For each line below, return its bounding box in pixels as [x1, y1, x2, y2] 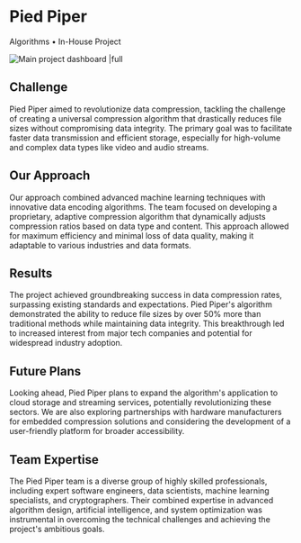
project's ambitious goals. [9, 524, 105, 534]
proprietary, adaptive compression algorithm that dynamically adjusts [9, 211, 267, 222]
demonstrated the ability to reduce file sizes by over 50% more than [9, 309, 261, 320]
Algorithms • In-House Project [9, 36, 121, 47]
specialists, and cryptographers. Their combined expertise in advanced [9, 495, 274, 505]
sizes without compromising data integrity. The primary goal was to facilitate [9, 122, 293, 133]
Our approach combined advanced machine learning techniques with [9, 192, 266, 203]
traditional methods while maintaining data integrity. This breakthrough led [9, 318, 285, 330]
